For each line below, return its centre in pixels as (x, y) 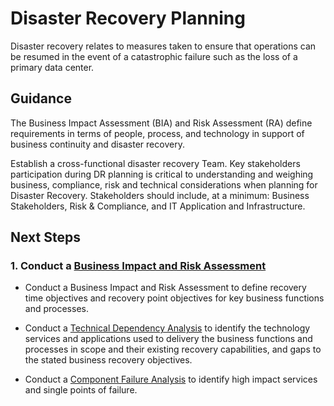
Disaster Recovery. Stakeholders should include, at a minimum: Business (160, 195)
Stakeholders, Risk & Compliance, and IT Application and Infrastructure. (158, 206)
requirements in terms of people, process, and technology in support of (157, 133)
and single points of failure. (81, 390)
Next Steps (45, 237)
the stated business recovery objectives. (108, 360)
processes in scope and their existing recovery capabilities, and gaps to (173, 349)
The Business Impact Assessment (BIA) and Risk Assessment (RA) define (161, 123)
